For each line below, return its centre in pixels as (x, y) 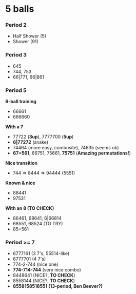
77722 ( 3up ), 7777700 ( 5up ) (43, 137)
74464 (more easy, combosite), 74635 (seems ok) (66, 148)
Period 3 (16, 55)
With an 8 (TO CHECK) (30, 208)
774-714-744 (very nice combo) (47, 270)
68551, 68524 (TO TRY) (38, 224)
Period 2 (16, 25)
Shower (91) (25, 42)
